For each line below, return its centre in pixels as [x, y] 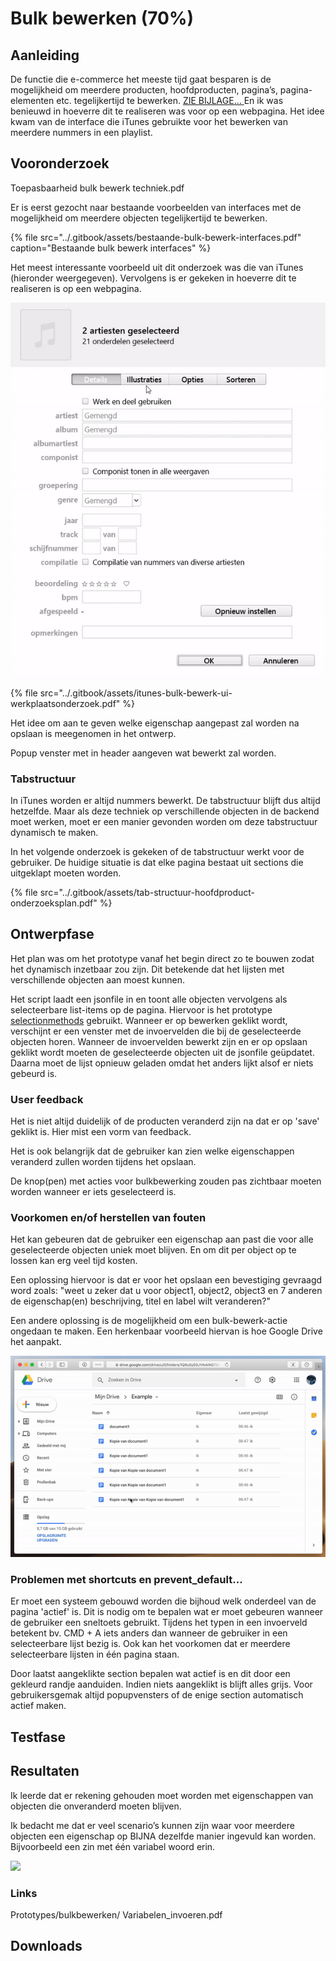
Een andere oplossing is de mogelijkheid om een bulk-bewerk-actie [149, 1321]
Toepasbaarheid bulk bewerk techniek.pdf [97, 188]
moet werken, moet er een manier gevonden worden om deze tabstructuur [164, 822]
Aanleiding [45, 55]
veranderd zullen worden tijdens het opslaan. [103, 1162]
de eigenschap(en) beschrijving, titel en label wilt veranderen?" [141, 1301]
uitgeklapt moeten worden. [66, 873]
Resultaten [45, 1771]
